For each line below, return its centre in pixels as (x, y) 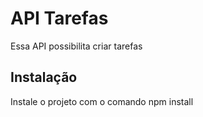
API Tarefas (59, 18)
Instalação (44, 77)
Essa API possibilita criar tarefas (76, 46)
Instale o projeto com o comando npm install (102, 101)
